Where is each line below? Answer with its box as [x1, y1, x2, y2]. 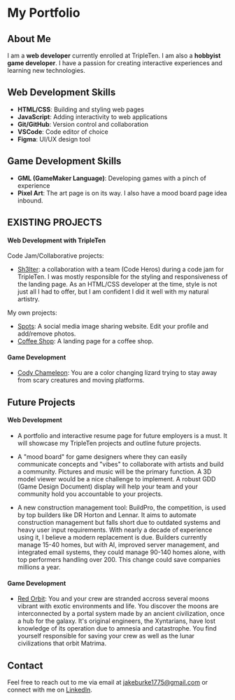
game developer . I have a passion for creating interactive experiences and [7, 59, 222, 67]
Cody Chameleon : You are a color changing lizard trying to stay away [17, 369, 218, 377]
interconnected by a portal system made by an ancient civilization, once [17, 610, 225, 618]
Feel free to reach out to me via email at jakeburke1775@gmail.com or [7, 678, 208, 687]
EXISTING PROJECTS [7, 217, 103, 228]
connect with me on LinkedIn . [7, 685, 92, 694]
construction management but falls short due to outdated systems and [17, 519, 221, 527]
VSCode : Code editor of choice [17, 128, 108, 136]
